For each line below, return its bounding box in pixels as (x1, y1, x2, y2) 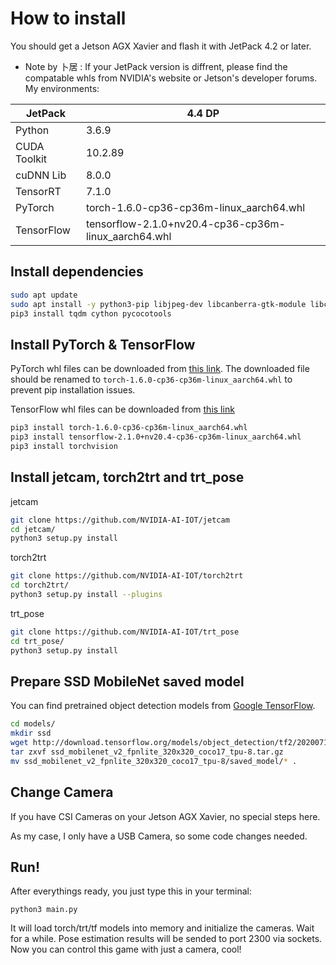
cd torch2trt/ (10, 580, 70, 591)
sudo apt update (10, 290, 78, 300)
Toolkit (15, 152, 48, 166)
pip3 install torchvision (10, 441, 118, 451)
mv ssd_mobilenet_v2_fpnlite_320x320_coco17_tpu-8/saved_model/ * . (10, 756, 298, 766)
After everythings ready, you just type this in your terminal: (10, 885, 253, 897)
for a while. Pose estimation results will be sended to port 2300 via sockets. (10, 933, 323, 945)
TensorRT (15, 184, 62, 198)
